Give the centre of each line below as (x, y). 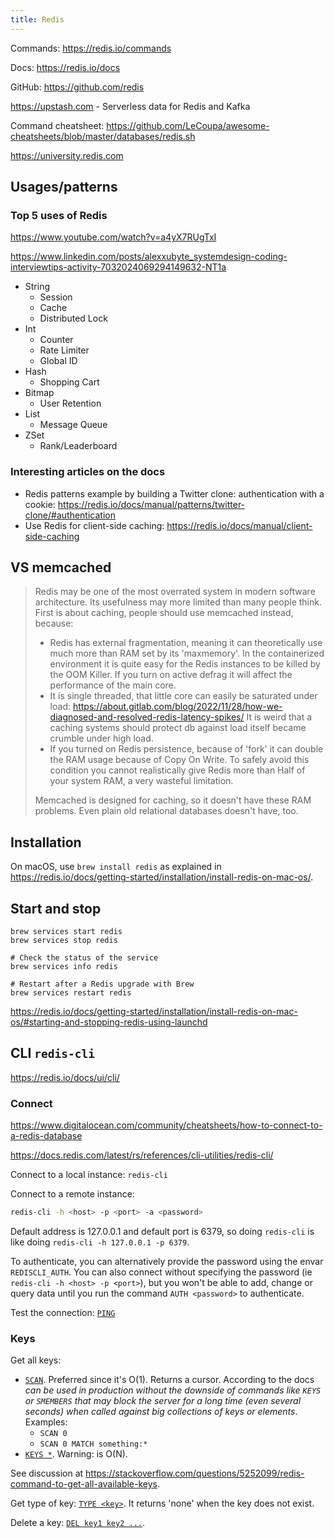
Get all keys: (36, 1360)
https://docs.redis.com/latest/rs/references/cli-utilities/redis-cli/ (142, 1155)
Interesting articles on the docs (88, 472)
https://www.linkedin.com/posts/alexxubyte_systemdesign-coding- (149, 257)
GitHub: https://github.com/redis (77, 87)
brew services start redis (66, 932)
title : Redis (37, 19)
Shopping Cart (69, 382)
